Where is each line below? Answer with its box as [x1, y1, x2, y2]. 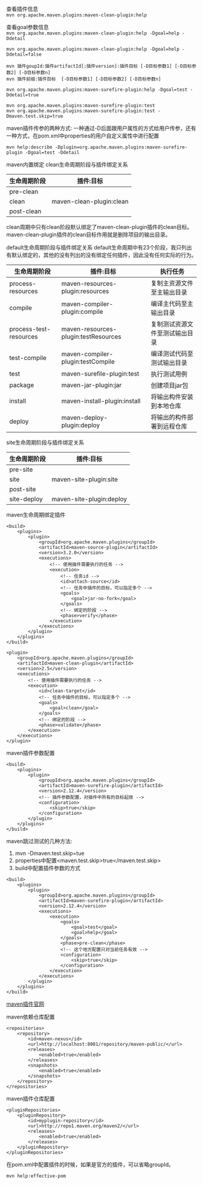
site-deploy [9, 495, 43, 503]
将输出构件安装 [150, 393, 193, 401]
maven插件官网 [6, 1000, 44, 1007]
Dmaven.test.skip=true [6, 113, 63, 119]
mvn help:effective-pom [6, 1173, 66, 1179]
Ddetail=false [6, 51, 42, 58]
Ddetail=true [6, 92, 39, 98]
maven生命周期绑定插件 [6, 511, 65, 518]
